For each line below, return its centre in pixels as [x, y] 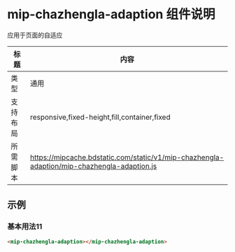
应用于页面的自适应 [35, 35]
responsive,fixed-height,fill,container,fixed [100, 117]
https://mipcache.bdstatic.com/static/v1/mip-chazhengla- [127, 157]
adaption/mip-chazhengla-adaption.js [94, 166]
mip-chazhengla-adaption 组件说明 [111, 14]
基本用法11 [25, 227]
